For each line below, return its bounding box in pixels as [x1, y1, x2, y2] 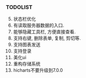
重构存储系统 [13, 61, 40, 67]
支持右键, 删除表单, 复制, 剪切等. [13, 35, 81, 42]
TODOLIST [6, 4, 33, 11]
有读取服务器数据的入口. [13, 22, 64, 29]
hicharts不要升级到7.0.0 [13, 67, 63, 73]
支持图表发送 [13, 42, 40, 48]
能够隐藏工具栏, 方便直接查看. [13, 29, 76, 35]
